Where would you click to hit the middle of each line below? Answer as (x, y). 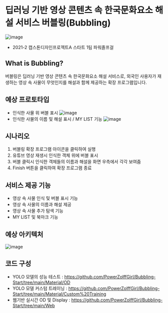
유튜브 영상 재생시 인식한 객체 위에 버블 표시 (55, 155)
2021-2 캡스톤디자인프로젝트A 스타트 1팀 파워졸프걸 (63, 47)
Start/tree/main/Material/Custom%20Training (59, 294)
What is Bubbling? (34, 63)
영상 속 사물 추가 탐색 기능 (38, 211)
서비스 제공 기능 (28, 185)
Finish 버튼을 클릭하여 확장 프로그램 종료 (52, 168)
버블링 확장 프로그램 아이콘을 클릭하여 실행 (54, 149)
